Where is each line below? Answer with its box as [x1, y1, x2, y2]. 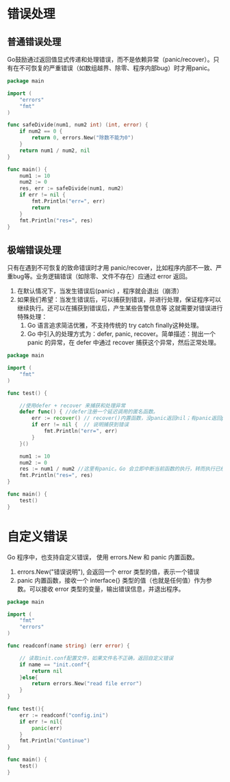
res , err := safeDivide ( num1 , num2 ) [19, 185, 125, 192]
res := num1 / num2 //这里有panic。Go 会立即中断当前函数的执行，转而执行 [19, 465, 216, 473]
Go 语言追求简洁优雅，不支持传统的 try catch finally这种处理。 [27, 321, 203, 330]
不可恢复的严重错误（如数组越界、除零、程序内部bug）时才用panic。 [18, 64, 214, 72]
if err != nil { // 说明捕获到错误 [31, 421, 129, 428]
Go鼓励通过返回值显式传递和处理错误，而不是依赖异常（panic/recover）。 [7, 56, 214, 63]
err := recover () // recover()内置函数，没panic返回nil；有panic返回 [31, 415, 222, 422]
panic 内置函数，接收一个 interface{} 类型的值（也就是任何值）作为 [16, 576, 207, 584]
